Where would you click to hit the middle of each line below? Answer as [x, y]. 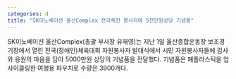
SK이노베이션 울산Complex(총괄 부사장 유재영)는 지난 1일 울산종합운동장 [107, 41]
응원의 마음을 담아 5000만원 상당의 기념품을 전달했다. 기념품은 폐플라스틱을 [118, 59]
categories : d [28, 14]
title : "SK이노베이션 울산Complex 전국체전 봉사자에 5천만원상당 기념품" [101, 20]
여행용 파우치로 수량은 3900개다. [83, 68]
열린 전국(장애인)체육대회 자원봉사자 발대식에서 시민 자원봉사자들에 [123, 50]
